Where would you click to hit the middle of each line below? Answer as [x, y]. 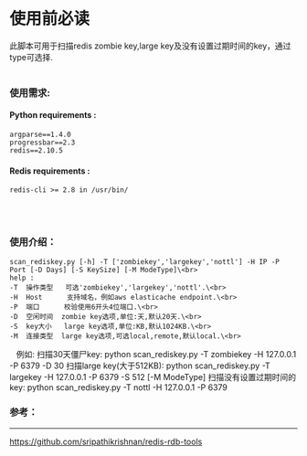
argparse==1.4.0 [40, 135]
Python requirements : [53, 115]
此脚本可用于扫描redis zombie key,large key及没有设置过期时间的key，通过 [150, 46]
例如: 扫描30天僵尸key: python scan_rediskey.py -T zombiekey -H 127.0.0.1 [156, 354]
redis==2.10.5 [37, 151]
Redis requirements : [50, 171]
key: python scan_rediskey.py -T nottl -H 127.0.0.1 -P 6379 [119, 387]
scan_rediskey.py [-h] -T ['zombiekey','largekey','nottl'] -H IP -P [145, 261]
